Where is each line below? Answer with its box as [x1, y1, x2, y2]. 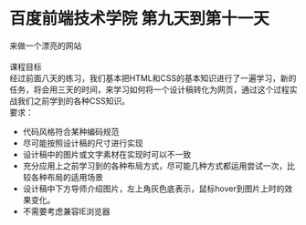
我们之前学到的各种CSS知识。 [16, 95, 131, 106]
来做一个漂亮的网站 [9, 40, 82, 51]
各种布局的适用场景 [30, 171, 103, 182]
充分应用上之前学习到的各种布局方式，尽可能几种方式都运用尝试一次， [22, 160, 288, 171]
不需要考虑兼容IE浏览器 [22, 206, 111, 217]
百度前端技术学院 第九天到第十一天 [9, 8, 269, 29]
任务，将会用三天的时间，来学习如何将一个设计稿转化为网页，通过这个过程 [9, 84, 290, 95]
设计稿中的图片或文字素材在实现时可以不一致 [22, 148, 192, 159]
